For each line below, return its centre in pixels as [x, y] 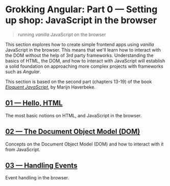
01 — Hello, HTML [34, 103]
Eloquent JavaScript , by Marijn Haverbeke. [51, 87]
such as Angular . [23, 71]
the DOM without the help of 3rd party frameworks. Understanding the [80, 55]
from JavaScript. [23, 149]
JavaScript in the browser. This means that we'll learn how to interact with [83, 50]
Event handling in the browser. [37, 178]
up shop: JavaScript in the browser [81, 20]
